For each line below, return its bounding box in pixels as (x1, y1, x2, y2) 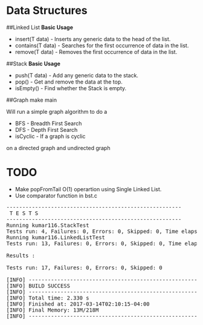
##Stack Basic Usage (6, 60, 60, 67)
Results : (6, 252, 35, 259)
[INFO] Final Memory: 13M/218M (6, 306, 99, 314)
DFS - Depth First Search (14, 126, 78, 133)
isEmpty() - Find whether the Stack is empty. (14, 84, 127, 91)
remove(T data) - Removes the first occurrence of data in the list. (14, 48, 178, 55)
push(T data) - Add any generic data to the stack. (14, 71, 139, 79)
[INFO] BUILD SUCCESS (6, 282, 71, 289)
